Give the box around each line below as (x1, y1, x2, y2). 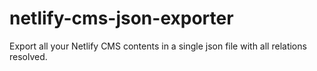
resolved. (9, 50, 48, 62)
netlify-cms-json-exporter (9, 7, 234, 30)
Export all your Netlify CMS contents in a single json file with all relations (9, 40, 307, 52)
